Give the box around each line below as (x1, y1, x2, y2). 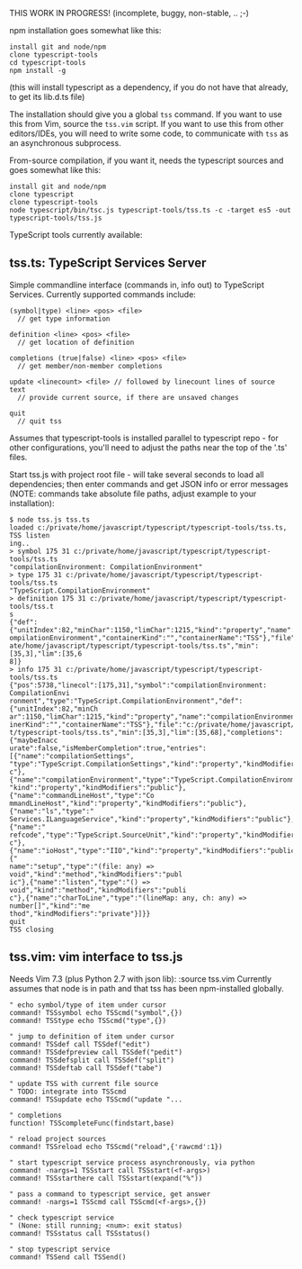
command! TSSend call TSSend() (9, 1252, 127, 1262)
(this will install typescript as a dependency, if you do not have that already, (9, 82, 289, 93)
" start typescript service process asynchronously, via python (9, 1157, 255, 1167)
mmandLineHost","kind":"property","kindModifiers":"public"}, (9, 799, 247, 808)
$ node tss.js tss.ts (9, 515, 91, 524)
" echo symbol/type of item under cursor (9, 1000, 167, 1010)
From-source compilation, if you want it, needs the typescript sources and (9, 155, 284, 166)
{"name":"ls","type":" (9, 806, 94, 816)
